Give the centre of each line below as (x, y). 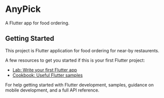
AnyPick (23, 9)
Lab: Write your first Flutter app (45, 70)
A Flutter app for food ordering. (37, 23)
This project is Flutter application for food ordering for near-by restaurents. (82, 50)
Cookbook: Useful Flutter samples (47, 75)
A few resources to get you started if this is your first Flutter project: (75, 60)
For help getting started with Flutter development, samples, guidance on (79, 85)
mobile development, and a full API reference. (52, 90)
